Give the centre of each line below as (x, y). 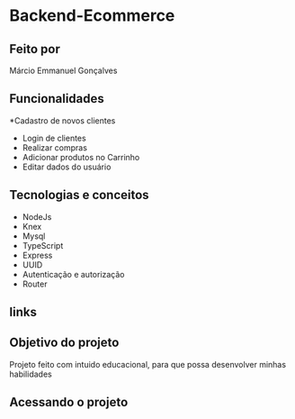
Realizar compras (55, 147)
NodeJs (37, 216)
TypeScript (43, 245)
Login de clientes (54, 138)
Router (35, 284)
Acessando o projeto (69, 402)
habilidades (31, 374)
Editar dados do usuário (67, 167)
